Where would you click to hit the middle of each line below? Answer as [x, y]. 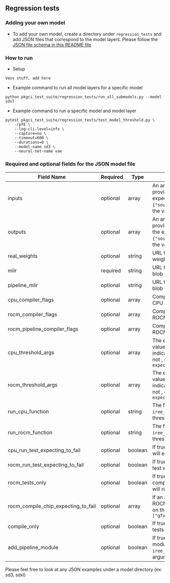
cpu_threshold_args [31, 352]
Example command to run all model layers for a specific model [77, 87]
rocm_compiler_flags [32, 314]
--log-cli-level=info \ [39, 129]
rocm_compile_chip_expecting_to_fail [52, 506]
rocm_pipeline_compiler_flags [43, 329]
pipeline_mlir [23, 285]
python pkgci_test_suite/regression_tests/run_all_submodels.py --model [83, 97]
